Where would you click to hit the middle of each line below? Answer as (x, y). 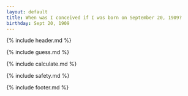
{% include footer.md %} (38, 87)
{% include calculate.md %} (42, 64)
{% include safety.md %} (38, 76)
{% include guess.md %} (38, 52)
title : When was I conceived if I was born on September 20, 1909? (94, 18)
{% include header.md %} (39, 41)
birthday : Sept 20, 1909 (38, 23)
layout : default (27, 12)
